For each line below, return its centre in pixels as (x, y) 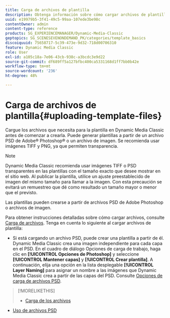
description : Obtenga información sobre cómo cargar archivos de (75, 15)
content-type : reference (31, 29)
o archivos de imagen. (28, 207)
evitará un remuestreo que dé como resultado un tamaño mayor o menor (81, 187)
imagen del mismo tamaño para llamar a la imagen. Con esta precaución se (83, 181)
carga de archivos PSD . (37, 281)
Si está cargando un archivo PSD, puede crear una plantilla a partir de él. (88, 238)
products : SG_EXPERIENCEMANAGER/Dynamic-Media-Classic (64, 33)
